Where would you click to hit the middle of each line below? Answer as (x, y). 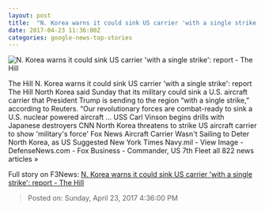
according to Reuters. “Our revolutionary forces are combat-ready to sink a (131, 109)
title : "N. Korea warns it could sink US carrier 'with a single (120, 23)
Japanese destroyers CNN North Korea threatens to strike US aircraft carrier (132, 126)
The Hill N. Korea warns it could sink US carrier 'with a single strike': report (130, 84)
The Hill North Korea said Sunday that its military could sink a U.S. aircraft (128, 92)
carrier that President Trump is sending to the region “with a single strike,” (129, 100)
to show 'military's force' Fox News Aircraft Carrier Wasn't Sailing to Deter (129, 134)
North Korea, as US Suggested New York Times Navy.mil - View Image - (126, 142)
